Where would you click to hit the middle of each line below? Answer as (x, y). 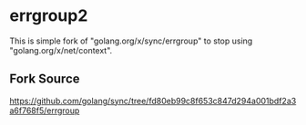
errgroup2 (49, 16)
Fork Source (45, 79)
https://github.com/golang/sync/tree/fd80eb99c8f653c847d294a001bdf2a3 (153, 101)
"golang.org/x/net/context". (61, 50)
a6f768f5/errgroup (45, 111)
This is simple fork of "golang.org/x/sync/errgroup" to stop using (131, 41)
